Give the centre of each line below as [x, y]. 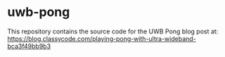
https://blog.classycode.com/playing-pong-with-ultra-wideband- [102, 38]
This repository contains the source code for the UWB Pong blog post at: [113, 31]
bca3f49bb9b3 [29, 46]
